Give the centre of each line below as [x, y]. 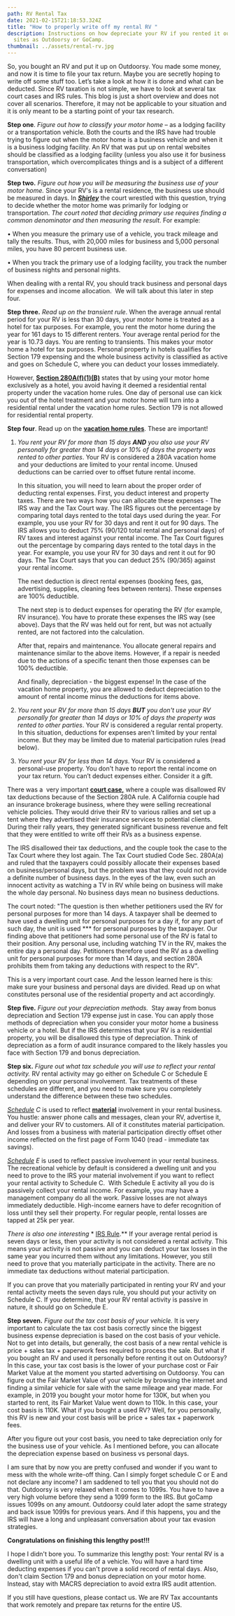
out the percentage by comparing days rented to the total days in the [116, 545]
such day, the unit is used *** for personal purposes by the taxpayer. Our [113, 928]
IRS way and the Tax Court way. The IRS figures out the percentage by [119, 508]
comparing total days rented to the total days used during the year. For [119, 515]
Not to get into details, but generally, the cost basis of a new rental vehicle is [117, 1343]
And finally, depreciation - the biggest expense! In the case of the [112, 682]
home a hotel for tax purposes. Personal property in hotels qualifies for [109, 349]
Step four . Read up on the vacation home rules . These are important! [108, 428]
